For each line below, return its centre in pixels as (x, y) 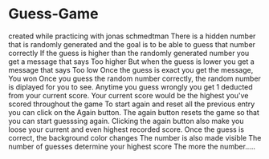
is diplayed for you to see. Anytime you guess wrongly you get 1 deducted (130, 87)
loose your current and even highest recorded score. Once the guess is (126, 129)
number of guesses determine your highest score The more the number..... (132, 146)
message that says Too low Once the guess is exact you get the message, (131, 70)
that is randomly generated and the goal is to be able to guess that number (132, 44)
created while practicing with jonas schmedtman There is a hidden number (132, 36)
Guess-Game (53, 14)
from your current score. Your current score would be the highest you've (128, 95)
